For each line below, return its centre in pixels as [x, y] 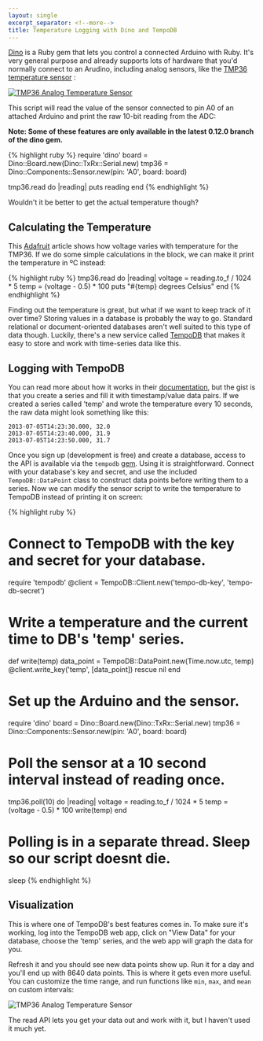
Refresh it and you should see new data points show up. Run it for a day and [131, 964]
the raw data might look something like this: [79, 412]
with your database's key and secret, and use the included [103, 472]
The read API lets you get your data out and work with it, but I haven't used [129, 1020]
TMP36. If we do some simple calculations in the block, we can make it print [131, 255]
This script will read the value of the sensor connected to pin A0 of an [121, 108]
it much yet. [27, 1028]
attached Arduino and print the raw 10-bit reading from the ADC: [112, 116]
